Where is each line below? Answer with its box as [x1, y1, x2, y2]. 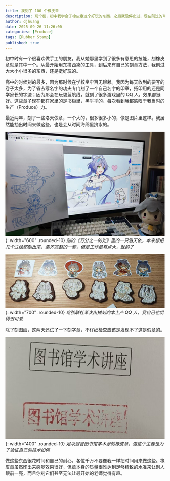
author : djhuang [5, 19, 39, 24]
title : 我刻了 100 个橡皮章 [5, 8, 59, 13]
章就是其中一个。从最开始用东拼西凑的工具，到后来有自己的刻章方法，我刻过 [5, 61, 165, 68]
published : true [5, 41, 39, 46]
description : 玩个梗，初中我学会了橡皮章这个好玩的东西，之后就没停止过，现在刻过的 [5, 13, 163, 19]
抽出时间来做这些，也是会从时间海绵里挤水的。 [14, 121, 112, 127]
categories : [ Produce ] [5, 29, 53, 35]
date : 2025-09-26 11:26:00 [5, 24, 62, 29]
